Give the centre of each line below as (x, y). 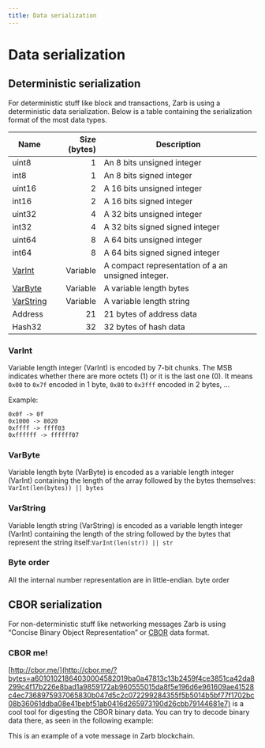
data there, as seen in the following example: (81, 720)
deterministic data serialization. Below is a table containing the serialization (130, 111)
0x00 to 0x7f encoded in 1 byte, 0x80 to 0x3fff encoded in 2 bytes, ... (119, 384)
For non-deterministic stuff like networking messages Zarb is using (117, 624)
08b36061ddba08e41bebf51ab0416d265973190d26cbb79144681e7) (119, 703)
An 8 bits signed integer (148, 175)
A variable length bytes (146, 288)
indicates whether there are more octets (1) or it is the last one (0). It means (131, 376)
